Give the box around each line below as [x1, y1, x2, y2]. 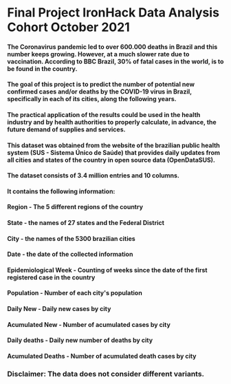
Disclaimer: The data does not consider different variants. [7, 369, 205, 378]
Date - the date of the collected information [7, 250, 133, 259]
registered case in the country [7, 273, 96, 281]
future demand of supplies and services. [7, 125, 126, 134]
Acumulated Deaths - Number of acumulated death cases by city [7, 352, 197, 360]
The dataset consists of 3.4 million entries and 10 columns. [7, 171, 180, 180]
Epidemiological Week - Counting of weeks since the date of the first [7, 266, 208, 274]
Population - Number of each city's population [7, 289, 142, 297]
